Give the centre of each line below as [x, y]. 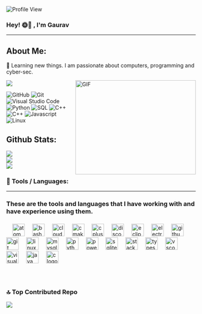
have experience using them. [50, 212]
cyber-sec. [20, 72]
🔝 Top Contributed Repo [42, 292]
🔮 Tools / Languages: [38, 181]
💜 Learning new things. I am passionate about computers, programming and [100, 66]
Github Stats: [32, 140]
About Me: [26, 51]
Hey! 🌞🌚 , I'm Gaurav [38, 25]
